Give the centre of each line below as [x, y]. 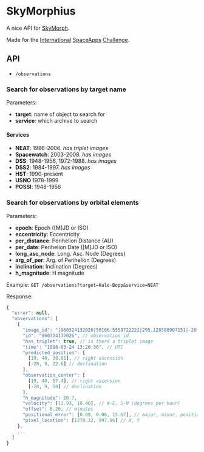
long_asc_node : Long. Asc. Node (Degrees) [70, 253]
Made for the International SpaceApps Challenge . [68, 39]
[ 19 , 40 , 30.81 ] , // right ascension [76, 358]
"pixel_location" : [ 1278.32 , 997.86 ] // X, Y [81, 420]
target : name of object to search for [60, 114]
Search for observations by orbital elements [73, 203]
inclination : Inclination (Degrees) [56, 266]
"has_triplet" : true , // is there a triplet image [88, 341]
